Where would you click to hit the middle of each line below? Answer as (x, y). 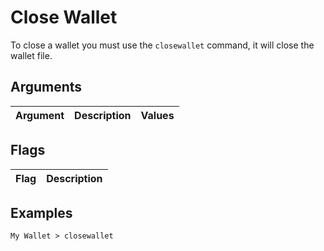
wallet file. (31, 55)
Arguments (46, 87)
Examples (41, 212)
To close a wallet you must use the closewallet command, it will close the (162, 45)
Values (157, 115)
